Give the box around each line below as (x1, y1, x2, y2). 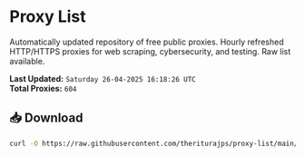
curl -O (9, 139, 39, 148)
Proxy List (9, 6, 86, 27)
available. (9, 55, 45, 66)
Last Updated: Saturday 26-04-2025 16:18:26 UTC (9, 73, 197, 83)
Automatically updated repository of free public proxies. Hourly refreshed (9, 36, 284, 47)
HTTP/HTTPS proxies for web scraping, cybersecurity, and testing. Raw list (9, 45, 291, 56)
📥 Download (9, 111, 84, 126)
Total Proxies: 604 (9, 83, 77, 93)
